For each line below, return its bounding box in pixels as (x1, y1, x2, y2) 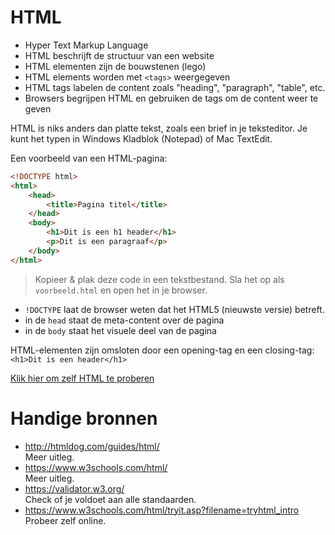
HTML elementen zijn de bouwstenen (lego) (24, 60, 207, 72)
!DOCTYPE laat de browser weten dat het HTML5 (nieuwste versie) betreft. (24, 303, 325, 315)
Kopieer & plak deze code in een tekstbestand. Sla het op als (34, 273, 285, 285)
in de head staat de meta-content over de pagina (24, 314, 225, 326)
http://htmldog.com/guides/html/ (24, 440, 160, 452)
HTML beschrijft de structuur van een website (24, 49, 215, 61)
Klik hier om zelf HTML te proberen (10, 372, 155, 384)
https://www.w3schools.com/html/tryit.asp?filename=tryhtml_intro (24, 504, 300, 516)
